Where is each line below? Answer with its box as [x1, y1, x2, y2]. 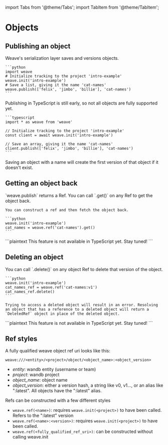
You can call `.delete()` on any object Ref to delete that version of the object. [5, 266, 163, 272]
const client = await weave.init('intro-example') [5, 133, 113, 138]
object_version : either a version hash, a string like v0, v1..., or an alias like [12, 382, 163, 389]
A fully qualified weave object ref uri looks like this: [5, 348, 110, 354]
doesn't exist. [5, 164, 34, 170]
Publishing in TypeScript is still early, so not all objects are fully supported [5, 100, 158, 106]
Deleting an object [5, 253, 64, 261]
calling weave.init [12, 434, 49, 440]
